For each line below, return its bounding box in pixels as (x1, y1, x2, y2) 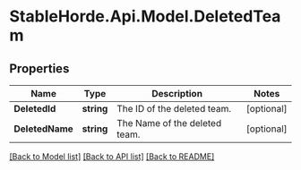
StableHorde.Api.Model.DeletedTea (9, 6, 281, 27)
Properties (9, 61, 70, 76)
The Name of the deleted (116, 117, 222, 129)
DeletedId (13, 103, 56, 115)
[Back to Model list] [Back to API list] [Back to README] (9, 151, 215, 162)
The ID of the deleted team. (116, 103, 232, 115)
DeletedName (13, 123, 73, 135)
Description (151, 88, 203, 99)
